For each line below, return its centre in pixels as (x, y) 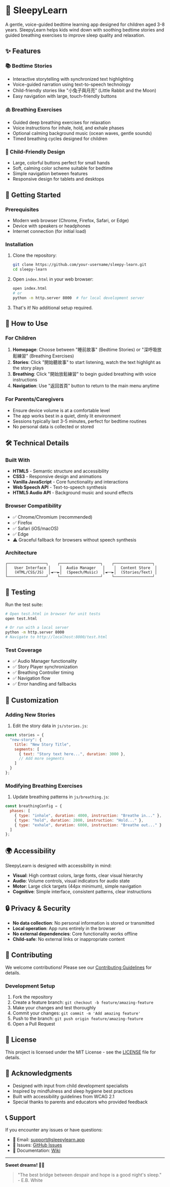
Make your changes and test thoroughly (54, 1008)
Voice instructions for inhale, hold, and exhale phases (68, 128)
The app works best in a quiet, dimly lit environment (67, 416)
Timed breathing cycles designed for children (60, 139)
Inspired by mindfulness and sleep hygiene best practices (73, 1091)
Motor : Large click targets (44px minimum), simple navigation (77, 886)
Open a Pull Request (34, 1024)
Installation (19, 244)
